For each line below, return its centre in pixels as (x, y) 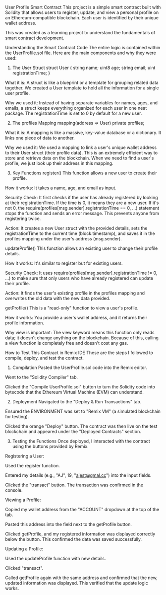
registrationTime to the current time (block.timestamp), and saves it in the (80, 233)
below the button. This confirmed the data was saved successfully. (74, 539)
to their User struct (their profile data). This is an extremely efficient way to (81, 153)
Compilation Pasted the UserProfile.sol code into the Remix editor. (80, 368)
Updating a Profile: (24, 549)
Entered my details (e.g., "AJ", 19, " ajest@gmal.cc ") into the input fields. (78, 475)
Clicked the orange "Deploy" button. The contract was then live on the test (81, 426)
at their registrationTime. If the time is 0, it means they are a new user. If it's (82, 203)
